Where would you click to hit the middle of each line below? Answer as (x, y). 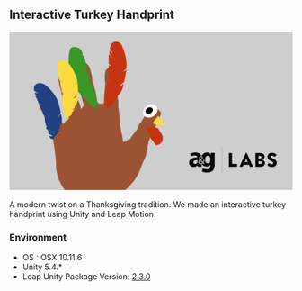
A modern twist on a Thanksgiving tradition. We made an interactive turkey (148, 205)
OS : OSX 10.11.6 (52, 257)
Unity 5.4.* (42, 267)
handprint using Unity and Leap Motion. (83, 214)
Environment (38, 238)
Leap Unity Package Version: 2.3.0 (86, 276)
